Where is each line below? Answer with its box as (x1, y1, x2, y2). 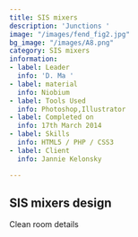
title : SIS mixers (9, 13, 78, 22)
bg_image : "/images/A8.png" (9, 38, 115, 47)
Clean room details (9, 219, 79, 230)
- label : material (9, 80, 78, 89)
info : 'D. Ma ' (17, 72, 74, 80)
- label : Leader (9, 63, 70, 72)
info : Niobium (17, 88, 70, 97)
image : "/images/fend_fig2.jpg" (9, 30, 130, 38)
